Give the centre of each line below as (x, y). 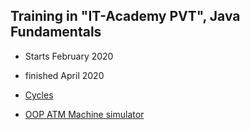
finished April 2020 (64, 75)
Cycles (39, 95)
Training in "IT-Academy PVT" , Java (125, 16)
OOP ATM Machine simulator (84, 114)
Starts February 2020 (69, 56)
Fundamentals (56, 32)
